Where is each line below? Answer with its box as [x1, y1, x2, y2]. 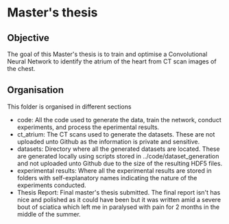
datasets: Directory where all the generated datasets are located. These [16, 145, 221, 153]
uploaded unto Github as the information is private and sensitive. [16, 137, 200, 145]
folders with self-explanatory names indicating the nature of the [16, 173, 197, 182]
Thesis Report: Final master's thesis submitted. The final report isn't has [16, 188, 221, 196]
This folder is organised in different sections [7, 102, 132, 111]
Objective [7, 32, 50, 44]
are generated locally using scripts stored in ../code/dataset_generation [16, 152, 219, 160]
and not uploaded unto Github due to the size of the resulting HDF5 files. [16, 159, 223, 167]
